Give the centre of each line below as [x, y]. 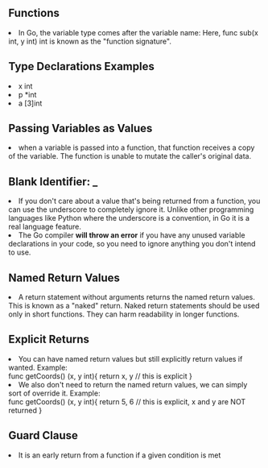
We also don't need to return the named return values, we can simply [133, 384]
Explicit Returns [49, 340]
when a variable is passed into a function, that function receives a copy [137, 147]
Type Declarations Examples [81, 66]
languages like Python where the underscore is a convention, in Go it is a [129, 218]
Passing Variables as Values [80, 128]
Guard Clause [43, 435]
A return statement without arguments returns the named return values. [137, 297]
